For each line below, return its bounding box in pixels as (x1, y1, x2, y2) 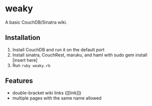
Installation (5, 34, 40, 42)
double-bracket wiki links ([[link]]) (12, 90, 81, 96)
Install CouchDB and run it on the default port (12, 46, 105, 52)
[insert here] (12, 57, 38, 63)
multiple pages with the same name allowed (12, 95, 102, 101)
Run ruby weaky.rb (12, 62, 51, 68)
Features (5, 77, 33, 85)
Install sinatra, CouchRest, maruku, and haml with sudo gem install (12, 52, 148, 58)
